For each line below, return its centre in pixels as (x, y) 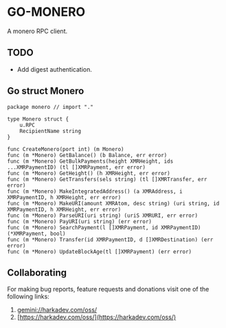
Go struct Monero (46, 91)
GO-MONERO (46, 12)
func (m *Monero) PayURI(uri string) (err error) (80, 221)
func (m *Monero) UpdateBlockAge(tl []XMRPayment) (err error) (100, 252)
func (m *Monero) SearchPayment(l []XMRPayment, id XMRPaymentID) (104, 227)
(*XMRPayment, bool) (37, 234)
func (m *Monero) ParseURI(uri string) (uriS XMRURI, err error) (102, 215)
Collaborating (37, 273)
